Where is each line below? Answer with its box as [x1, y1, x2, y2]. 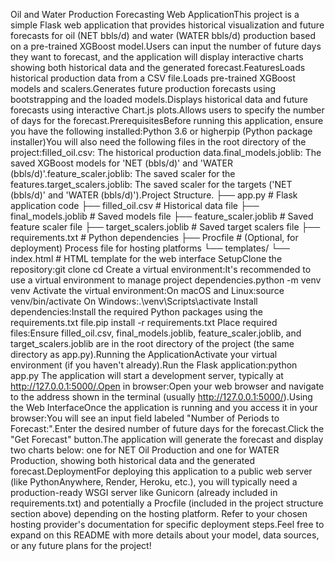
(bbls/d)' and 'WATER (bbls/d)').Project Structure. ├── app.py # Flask [10, 189, 298, 201]
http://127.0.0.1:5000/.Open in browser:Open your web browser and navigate [10, 380, 325, 392]
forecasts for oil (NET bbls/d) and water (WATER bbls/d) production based [10, 30, 317, 41]
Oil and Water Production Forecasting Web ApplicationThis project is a [10, 9, 300, 20]
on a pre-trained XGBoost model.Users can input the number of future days [10, 40, 322, 52]
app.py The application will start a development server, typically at [10, 370, 284, 381]
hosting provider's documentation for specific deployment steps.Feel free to [10, 519, 325, 530]
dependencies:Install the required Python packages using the [10, 306, 264, 318]
